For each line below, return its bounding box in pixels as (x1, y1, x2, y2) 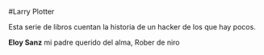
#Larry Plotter (8, 7, 55, 16)
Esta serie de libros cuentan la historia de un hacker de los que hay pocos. (8, 22, 256, 31)
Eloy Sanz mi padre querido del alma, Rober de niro (8, 37, 180, 47)
